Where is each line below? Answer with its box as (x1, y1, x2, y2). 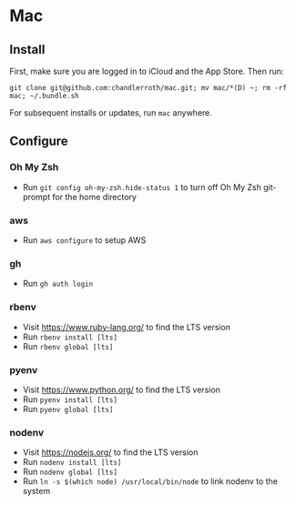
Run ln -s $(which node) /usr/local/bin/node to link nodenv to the (22, 476, 278, 487)
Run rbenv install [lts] (22, 331, 118, 342)
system (22, 486, 51, 497)
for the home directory (52, 191, 137, 202)
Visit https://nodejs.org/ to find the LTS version (22, 447, 199, 458)
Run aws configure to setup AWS (22, 234, 147, 246)
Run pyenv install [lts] (22, 393, 118, 405)
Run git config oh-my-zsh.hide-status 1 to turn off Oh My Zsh (22, 181, 262, 192)
